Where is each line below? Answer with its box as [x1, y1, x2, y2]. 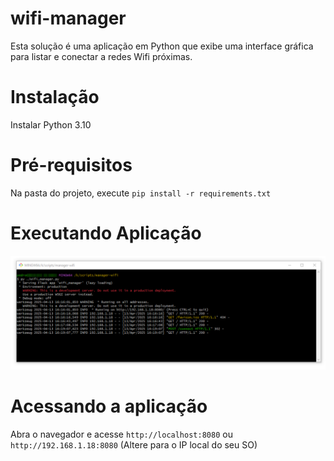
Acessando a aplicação [10, 395, 208, 418]
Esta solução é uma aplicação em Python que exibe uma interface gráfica [10, 40, 314, 52]
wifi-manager [10, 7, 127, 30]
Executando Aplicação [10, 222, 202, 244]
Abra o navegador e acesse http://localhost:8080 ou [10, 428, 233, 440]
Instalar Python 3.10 [10, 118, 92, 131]
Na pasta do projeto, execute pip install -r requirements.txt [10, 187, 272, 199]
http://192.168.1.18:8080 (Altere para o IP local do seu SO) [10, 438, 258, 451]
